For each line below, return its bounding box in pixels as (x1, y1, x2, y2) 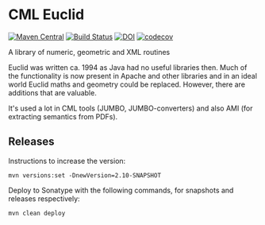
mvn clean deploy (8, 209, 66, 217)
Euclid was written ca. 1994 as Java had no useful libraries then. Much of (8, 62, 248, 72)
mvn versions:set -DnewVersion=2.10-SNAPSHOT (8, 171, 161, 180)
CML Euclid (8, 6, 85, 24)
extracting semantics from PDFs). (8, 111, 118, 121)
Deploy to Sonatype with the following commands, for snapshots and (8, 185, 234, 195)
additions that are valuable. (8, 87, 97, 97)
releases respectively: (8, 193, 81, 204)
